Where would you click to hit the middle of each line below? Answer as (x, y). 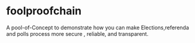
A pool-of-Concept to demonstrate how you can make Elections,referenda (98, 27)
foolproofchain (44, 11)
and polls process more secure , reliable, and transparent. (77, 33)
